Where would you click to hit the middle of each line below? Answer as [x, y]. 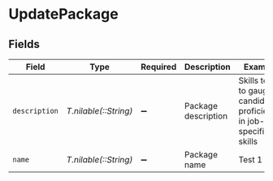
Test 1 [250, 159]
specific [254, 131]
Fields [24, 44]
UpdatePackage [64, 14]
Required [159, 67]
